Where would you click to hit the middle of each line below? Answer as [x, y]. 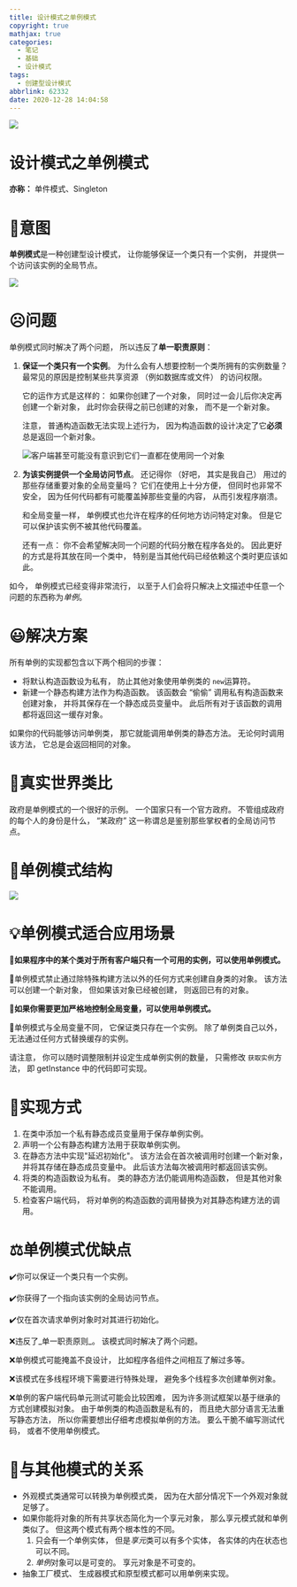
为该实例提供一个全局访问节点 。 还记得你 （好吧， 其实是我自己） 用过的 [154, 474]
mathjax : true [35, 34]
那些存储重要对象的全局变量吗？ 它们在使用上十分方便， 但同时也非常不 [152, 485]
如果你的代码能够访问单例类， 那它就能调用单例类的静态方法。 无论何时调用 [147, 733]
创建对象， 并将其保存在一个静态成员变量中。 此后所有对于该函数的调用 [152, 704]
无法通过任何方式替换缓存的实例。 [71, 1038]
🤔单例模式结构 [61, 871]
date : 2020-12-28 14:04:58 [59, 100]
